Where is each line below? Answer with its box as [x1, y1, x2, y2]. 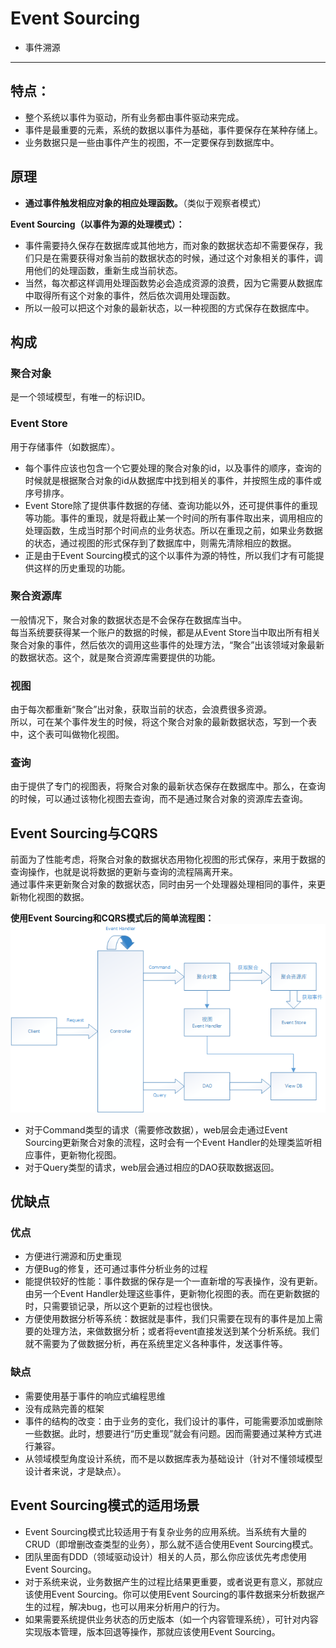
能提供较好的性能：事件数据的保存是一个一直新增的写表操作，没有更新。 [24, 1275, 323, 1287]
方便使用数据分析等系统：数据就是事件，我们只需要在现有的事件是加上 [24, 1313, 315, 1325]
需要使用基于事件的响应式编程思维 [24, 1390, 166, 1402]
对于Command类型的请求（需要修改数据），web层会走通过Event [24, 1123, 288, 1136]
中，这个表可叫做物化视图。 [10, 728, 125, 741]
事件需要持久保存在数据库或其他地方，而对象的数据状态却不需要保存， [24, 239, 315, 251]
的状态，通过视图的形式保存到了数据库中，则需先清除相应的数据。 [24, 537, 297, 549]
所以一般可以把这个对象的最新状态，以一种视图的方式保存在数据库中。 [24, 302, 315, 314]
